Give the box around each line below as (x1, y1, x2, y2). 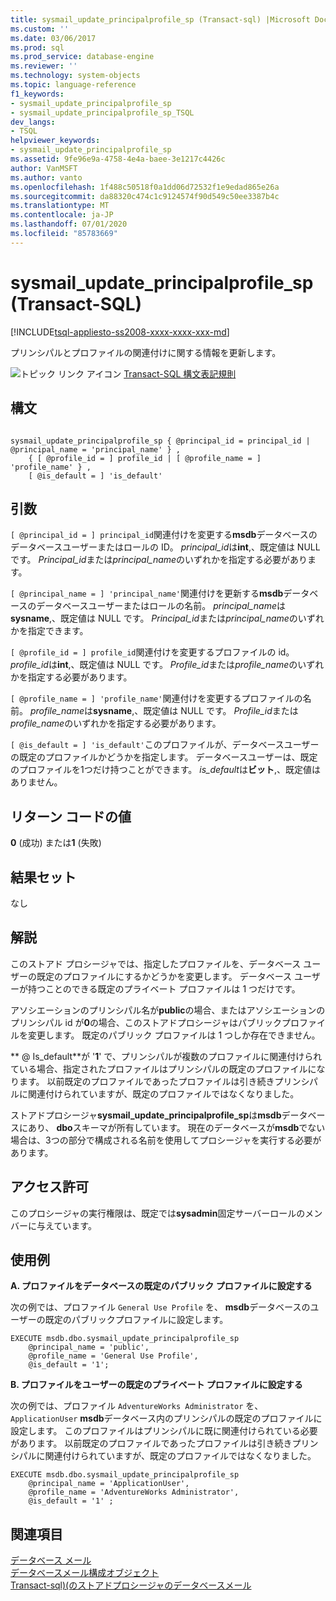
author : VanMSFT (10, 163, 78, 173)
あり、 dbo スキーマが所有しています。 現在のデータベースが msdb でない (27, 1121, 326, 1133)
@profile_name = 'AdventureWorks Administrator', (28, 1487, 240, 1498)
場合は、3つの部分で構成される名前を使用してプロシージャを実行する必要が (10, 1134, 322, 1146)
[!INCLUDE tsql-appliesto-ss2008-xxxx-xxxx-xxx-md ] (10, 326, 230, 338)
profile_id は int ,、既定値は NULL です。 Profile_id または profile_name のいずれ (10, 659, 325, 671)
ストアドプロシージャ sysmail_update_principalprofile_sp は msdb (10, 1109, 282, 1121)
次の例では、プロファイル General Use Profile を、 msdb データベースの (10, 1301, 311, 1313)
